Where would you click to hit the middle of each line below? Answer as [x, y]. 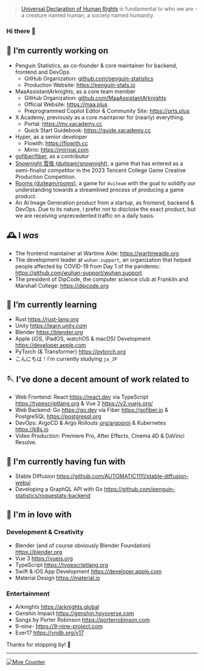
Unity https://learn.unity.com [51, 326]
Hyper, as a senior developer [51, 137]
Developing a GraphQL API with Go [59, 489]
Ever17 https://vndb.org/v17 [49, 633]
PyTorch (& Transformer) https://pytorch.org [70, 352]
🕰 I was [23, 236]
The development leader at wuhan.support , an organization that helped [103, 260]
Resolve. [26, 442]
